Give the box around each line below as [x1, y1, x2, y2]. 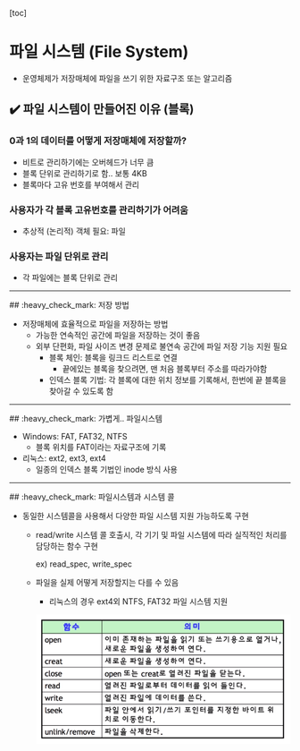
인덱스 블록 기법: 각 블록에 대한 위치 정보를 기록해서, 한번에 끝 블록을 [48, 375, 287, 386]
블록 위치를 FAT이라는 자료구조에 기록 [35, 442, 167, 453]
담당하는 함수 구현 [35, 541, 98, 551]
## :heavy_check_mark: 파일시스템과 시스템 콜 [9, 491, 175, 502]
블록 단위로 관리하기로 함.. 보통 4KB [21, 167, 147, 178]
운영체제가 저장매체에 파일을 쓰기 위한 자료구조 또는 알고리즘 [21, 73, 233, 83]
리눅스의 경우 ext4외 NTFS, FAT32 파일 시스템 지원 [48, 596, 229, 607]
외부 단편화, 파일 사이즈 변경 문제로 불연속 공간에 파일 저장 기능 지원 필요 [35, 341, 288, 352]
